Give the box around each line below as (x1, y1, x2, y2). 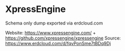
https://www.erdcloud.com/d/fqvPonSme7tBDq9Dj (5, 40, 111, 46)
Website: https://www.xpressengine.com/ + (5, 29, 96, 35)
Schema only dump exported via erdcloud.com (5, 20, 103, 26)
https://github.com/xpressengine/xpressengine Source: (5, 35, 121, 41)
